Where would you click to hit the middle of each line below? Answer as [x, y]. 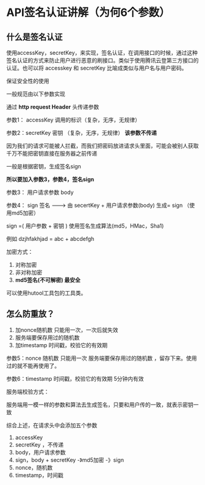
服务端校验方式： [28, 392]
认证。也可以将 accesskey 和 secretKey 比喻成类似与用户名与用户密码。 [97, 68]
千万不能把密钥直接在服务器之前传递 [52, 153]
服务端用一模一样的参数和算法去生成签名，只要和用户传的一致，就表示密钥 [100, 404]
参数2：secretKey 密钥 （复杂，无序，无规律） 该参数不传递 [82, 133]
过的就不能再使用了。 [33, 365]
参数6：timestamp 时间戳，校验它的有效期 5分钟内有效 [75, 378]
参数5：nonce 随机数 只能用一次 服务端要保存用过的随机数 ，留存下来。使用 [102, 358]
